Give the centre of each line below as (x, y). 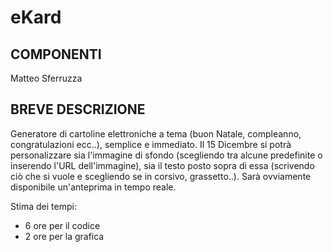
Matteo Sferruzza (46, 78)
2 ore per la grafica (64, 236)
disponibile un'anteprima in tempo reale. (93, 187)
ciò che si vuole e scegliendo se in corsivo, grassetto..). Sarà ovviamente (161, 176)
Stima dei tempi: (43, 206)
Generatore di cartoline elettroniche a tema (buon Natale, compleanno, (156, 133)
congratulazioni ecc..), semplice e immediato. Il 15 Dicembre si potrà (151, 144)
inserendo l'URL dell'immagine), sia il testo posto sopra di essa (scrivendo (162, 165)
